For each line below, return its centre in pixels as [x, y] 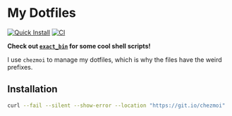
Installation [32, 89]
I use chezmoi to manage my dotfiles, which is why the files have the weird [115, 59]
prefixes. [20, 67]
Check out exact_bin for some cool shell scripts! [79, 46]
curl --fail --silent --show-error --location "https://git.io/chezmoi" [116, 105]
